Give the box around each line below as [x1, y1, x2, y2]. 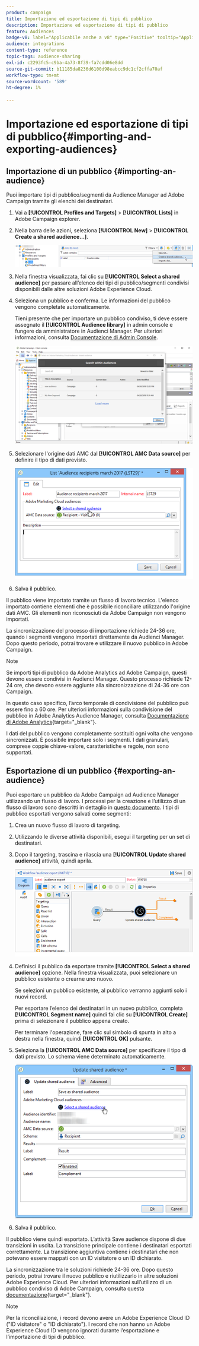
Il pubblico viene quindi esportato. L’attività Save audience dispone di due [6, 1236, 186, 1243]
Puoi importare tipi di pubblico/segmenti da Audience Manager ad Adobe [6, 191, 185, 198]
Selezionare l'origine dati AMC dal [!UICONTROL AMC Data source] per [14, 450, 191, 457]
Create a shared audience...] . [14, 233, 89, 240]
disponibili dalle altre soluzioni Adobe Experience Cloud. [14, 285, 152, 292]
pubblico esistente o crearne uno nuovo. [14, 975, 114, 982]
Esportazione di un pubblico [6, 766, 113, 776]
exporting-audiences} [6, 143, 118, 156]
